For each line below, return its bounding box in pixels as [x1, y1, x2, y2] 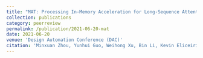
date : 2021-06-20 [6, 31, 50, 37]
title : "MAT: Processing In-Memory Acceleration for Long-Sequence [6, 8, 180, 15]
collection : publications [6, 14, 71, 21]
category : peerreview [6, 20, 61, 26]
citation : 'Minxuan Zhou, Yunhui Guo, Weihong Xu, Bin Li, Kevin [6, 43, 174, 49]
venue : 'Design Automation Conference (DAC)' [6, 37, 123, 43]
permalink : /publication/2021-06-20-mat [6, 25, 110, 32]
